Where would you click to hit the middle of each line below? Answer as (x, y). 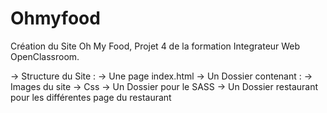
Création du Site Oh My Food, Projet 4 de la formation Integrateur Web (155, 46)
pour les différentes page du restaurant (91, 97)
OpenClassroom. (45, 56)
